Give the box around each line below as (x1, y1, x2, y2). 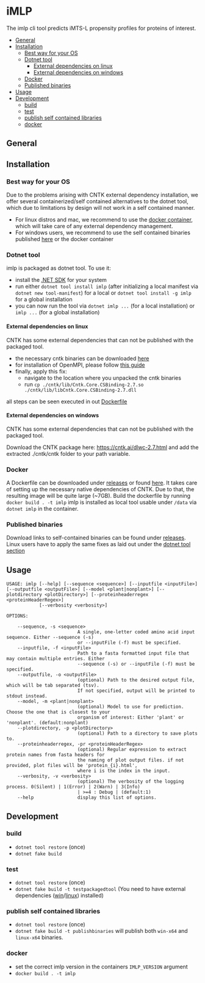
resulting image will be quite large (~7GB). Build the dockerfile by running (6, 492, 191, 500)
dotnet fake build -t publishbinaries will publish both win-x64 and (15, 927, 188, 935)
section (6, 547, 26, 555)
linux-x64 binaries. (15, 934, 63, 941)
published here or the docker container (15, 236, 114, 243)
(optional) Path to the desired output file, (77, 677, 195, 683)
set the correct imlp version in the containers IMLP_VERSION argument (15, 963, 188, 970)
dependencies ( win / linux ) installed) (15, 892, 104, 899)
